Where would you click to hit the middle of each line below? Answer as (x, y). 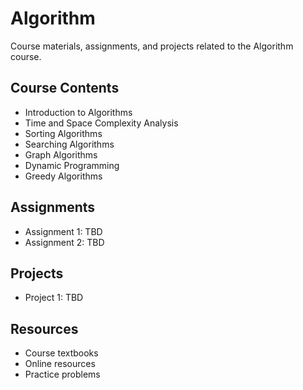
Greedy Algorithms (63, 176)
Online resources (60, 364)
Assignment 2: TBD (64, 242)
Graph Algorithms (61, 154)
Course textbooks (61, 353)
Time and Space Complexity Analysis (101, 123)
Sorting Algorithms (63, 133)
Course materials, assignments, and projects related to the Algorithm (152, 46)
